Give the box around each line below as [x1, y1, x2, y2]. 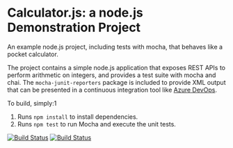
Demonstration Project [7, 19, 141, 35]
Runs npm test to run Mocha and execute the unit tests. [17, 120, 176, 128]
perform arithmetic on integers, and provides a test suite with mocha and [7, 71, 216, 79]
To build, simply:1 [7, 99, 57, 107]
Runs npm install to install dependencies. [17, 113, 138, 121]
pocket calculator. [7, 50, 59, 58]
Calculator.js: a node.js [7, 5, 144, 21]
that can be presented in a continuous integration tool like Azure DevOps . [7, 85, 218, 94]
